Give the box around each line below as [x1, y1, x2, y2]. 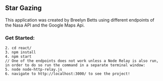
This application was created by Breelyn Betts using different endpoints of [5, 17, 155, 23]
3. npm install [5, 50, 36, 55]
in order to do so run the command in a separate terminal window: [5, 63, 146, 68]
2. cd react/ [5, 46, 32, 51]
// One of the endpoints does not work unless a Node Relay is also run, [5, 58, 159, 63]
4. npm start [5, 54, 32, 59]
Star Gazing [5, 4, 42, 12]
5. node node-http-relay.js [5, 67, 63, 72]
